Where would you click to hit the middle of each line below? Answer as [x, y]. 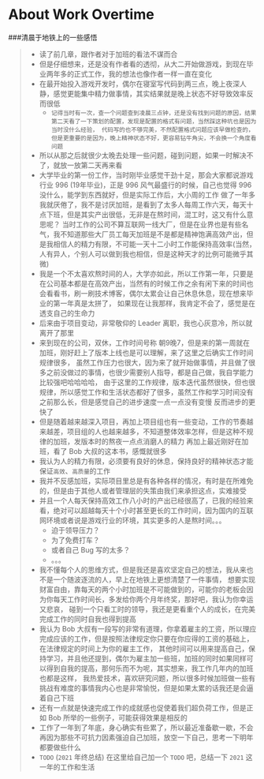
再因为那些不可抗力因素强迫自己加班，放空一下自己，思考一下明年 [146, 737]
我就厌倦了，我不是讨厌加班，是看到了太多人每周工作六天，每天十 [146, 204]
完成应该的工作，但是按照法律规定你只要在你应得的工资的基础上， [146, 639]
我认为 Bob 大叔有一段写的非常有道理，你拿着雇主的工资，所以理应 [148, 628]
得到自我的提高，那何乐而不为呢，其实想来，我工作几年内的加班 [150, 668]
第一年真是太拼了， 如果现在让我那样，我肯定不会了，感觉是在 [154, 303]
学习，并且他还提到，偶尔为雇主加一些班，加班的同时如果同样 [146, 658]
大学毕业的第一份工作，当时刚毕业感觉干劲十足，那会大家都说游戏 [146, 174]
